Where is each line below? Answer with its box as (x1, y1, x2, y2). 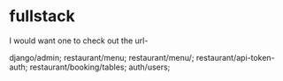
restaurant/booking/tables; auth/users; (29, 62, 171, 72)
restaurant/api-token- (195, 52, 276, 63)
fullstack (9, 6, 75, 26)
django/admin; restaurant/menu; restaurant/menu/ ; (9, 52, 195, 63)
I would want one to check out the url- (9, 35, 149, 46)
